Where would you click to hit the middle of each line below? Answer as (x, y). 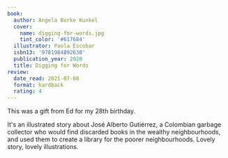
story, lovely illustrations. (43, 147)
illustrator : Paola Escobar (54, 46)
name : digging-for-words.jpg (62, 33)
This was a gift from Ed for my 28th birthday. (71, 111)
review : (18, 72)
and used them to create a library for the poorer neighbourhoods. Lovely (111, 139)
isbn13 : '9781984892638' (50, 53)
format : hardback (39, 85)
